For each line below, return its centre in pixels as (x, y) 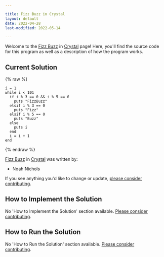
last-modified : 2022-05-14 (33, 28)
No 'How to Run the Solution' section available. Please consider (70, 244)
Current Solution (31, 67)
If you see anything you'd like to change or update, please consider (74, 179)
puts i (21, 128)
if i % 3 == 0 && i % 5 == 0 (40, 97)
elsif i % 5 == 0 (27, 115)
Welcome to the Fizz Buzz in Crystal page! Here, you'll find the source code (82, 46)
